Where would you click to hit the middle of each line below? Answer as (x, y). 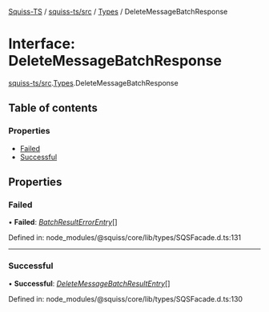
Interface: (42, 44)
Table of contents (53, 108)
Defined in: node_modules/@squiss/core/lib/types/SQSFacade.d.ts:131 (125, 238)
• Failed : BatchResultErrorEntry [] (63, 222)
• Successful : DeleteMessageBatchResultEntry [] (89, 283)
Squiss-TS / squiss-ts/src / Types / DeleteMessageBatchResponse (118, 12)
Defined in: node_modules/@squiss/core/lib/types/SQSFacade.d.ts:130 (125, 298)
